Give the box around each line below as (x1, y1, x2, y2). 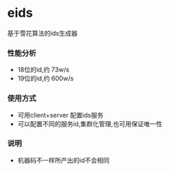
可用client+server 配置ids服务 (17, 111, 104, 119)
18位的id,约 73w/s (17, 65, 70, 74)
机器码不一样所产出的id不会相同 (17, 156, 110, 164)
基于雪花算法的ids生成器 (7, 29, 78, 37)
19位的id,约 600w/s (17, 74, 74, 83)
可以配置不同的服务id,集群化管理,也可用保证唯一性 (17, 119, 163, 128)
